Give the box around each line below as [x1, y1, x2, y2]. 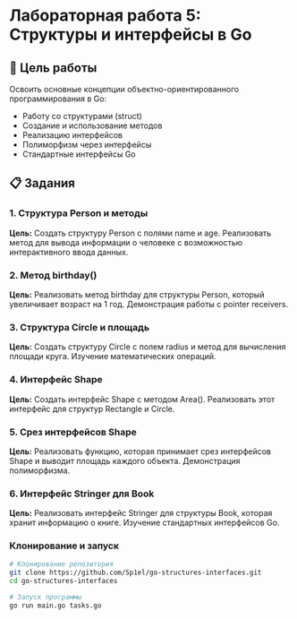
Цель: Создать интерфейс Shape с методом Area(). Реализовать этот [9, 393, 276, 404]
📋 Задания [9, 176, 76, 191]
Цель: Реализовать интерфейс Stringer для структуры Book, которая [9, 508, 273, 519]
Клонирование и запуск [9, 539, 119, 552]
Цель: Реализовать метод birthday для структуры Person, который [9, 288, 265, 300]
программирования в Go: [9, 93, 107, 104]
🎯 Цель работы [9, 60, 98, 75]
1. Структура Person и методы [9, 207, 148, 219]
